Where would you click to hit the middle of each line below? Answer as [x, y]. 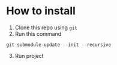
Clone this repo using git [46, 27]
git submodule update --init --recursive [59, 45]
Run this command [38, 33]
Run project [29, 55]
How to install [41, 11]
